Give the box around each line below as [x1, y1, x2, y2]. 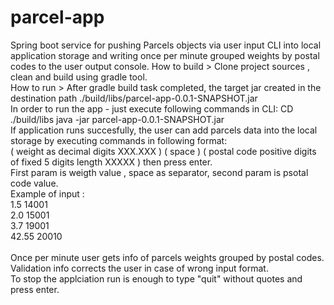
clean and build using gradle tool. [10, 71, 148, 83]
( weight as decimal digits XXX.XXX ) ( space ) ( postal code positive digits [10, 145, 317, 157]
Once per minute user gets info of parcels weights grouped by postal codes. [10, 251, 325, 263]
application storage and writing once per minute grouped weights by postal [10, 49, 320, 61]
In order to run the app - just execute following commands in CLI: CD [10, 102, 294, 115]
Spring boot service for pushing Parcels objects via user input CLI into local [10, 39, 322, 51]
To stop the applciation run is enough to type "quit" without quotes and [10, 272, 303, 285]
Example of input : [10, 187, 85, 200]
